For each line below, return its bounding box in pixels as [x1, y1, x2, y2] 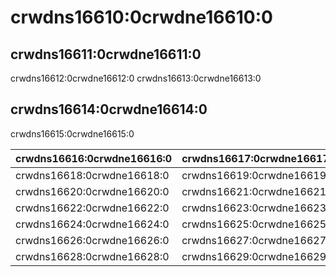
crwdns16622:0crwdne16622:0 [15, 201, 170, 215]
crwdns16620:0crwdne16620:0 [15, 184, 170, 198]
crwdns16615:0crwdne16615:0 [10, 127, 135, 140]
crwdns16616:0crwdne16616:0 [15, 151, 173, 165]
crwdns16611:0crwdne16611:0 [10, 46, 202, 63]
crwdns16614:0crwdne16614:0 [10, 101, 208, 118]
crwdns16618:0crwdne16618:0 [15, 168, 170, 182]
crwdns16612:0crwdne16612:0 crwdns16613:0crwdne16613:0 [10, 72, 262, 84]
